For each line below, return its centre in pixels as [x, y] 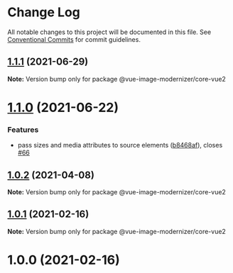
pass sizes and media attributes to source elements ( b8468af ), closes [120, 145]
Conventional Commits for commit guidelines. [74, 39]
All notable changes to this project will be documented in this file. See [109, 32]
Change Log [44, 12]
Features [23, 130]
